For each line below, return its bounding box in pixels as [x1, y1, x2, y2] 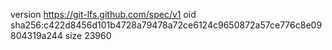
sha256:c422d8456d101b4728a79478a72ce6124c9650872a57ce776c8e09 [10, 19, 323, 31]
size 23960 [64, 30, 112, 41]
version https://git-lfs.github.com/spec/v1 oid [10, 9, 197, 20]
